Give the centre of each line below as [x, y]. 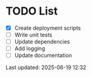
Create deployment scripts [48, 28]
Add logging [30, 49]
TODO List [32, 11]
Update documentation [43, 55]
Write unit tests [33, 35]
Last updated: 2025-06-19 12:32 [46, 67]
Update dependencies [42, 42]
